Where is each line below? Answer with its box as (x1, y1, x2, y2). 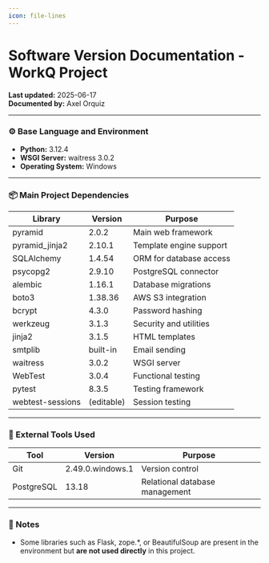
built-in (88, 345, 118, 356)
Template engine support (133, 240, 228, 251)
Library (32, 214, 61, 225)
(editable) (88, 397, 126, 408)
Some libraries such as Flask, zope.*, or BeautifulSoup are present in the (19, 537, 259, 547)
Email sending (133, 345, 187, 356)
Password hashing (133, 305, 203, 316)
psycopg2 (12, 266, 50, 277)
